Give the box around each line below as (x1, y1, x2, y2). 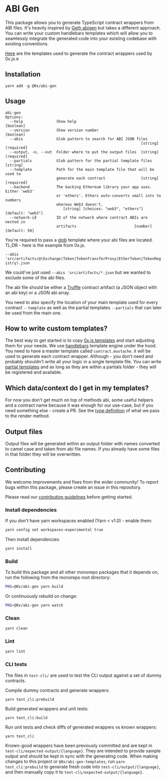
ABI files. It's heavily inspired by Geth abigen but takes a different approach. (5, 24, 161, 30)
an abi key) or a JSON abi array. (5, 289, 71, 295)
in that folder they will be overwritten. (5, 451, 82, 457)
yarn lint (5, 649, 26, 654)
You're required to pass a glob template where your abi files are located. (5, 237, 153, 243)
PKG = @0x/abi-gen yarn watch (5, 603, 64, 608)
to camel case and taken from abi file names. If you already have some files (5, 446, 160, 452)
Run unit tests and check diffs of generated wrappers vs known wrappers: (5, 724, 158, 730)
